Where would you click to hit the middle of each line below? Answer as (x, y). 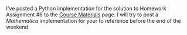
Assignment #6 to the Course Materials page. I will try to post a (82, 15)
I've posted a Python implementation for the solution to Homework (86, 8)
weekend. (18, 27)
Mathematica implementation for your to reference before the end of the (93, 21)
